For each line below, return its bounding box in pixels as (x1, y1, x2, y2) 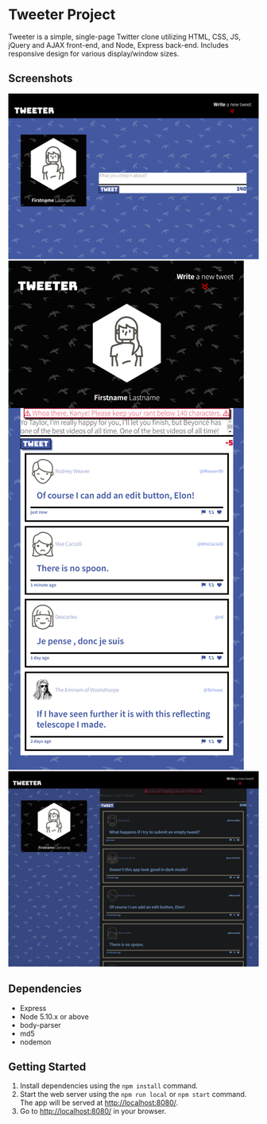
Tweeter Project (8, 6, 116, 24)
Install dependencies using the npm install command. (19, 1081, 199, 1091)
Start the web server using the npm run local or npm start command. (19, 1090, 247, 1099)
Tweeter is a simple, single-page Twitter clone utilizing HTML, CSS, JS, (8, 32, 241, 41)
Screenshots (8, 72, 73, 85)
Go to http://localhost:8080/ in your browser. (19, 1106, 167, 1116)
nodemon (19, 1036, 52, 1047)
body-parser (19, 1020, 61, 1029)
